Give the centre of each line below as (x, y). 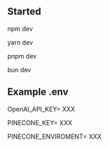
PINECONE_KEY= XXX (40, 122)
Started (24, 12)
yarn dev (20, 42)
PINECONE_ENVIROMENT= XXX (54, 136)
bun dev (19, 69)
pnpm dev (22, 56)
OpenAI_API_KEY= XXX (41, 109)
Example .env (38, 92)
